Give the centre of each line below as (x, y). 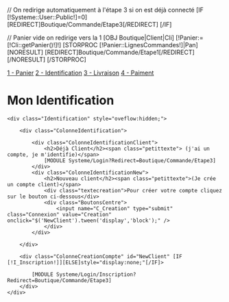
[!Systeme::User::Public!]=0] (47, 17)
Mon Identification (61, 100)
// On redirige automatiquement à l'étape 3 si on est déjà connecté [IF (106, 10)
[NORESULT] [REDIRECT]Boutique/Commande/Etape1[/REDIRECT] (101, 52)
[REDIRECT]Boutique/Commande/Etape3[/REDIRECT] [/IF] (89, 24)
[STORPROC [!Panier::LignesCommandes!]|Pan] (131, 45)
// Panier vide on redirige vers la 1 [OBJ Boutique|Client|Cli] (91, 38)
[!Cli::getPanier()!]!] (34, 45)
